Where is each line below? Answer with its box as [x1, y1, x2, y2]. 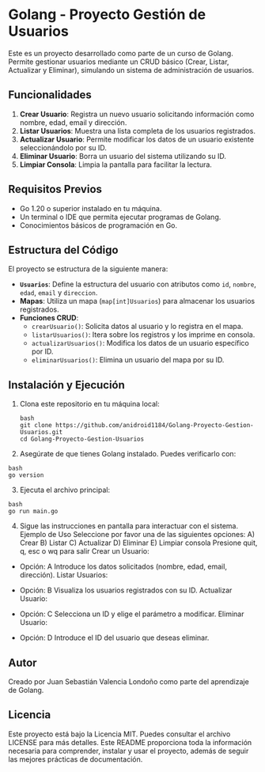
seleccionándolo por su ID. [19, 142, 107, 152]
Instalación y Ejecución [8, 378, 125, 392]
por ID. [31, 346, 54, 357]
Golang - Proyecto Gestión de [8, 6, 206, 24]
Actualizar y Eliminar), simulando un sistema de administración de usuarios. [8, 65, 255, 74]
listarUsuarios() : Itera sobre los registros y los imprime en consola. [31, 330, 256, 339]
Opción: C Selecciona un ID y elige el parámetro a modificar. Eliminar [19, 609, 244, 619]
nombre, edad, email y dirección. [19, 117, 127, 127]
